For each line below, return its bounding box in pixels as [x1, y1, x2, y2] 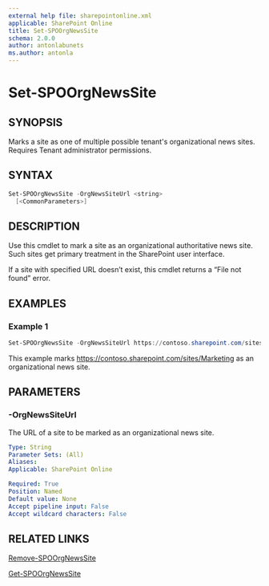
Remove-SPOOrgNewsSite [8, 553, 96, 563]
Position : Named [8, 487, 62, 495]
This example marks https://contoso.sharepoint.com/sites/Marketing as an [8, 353, 255, 363]
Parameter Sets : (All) [8, 450, 84, 458]
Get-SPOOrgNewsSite [8, 569, 82, 579]
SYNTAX [8, 169, 54, 182]
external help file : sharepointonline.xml [8, 11, 152, 20]
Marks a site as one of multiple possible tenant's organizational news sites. [8, 137, 255, 146]
